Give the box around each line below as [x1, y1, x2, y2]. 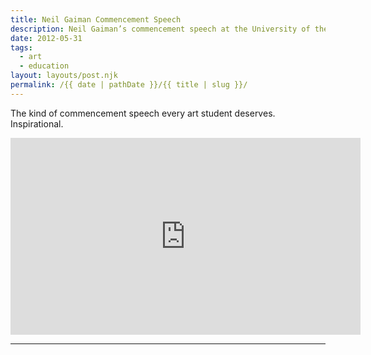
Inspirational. [10, 117, 64, 130]
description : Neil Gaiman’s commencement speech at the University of [10, 24, 311, 34]
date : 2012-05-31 [10, 33, 83, 43]
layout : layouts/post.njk [10, 71, 118, 81]
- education [19, 61, 70, 71]
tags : [10, 42, 33, 53]
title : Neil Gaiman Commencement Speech [10, 14, 182, 25]
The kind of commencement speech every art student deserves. [10, 107, 276, 119]
